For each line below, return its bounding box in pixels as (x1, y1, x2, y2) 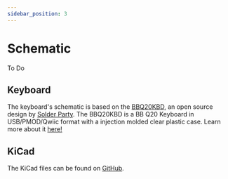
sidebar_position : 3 (7, 10, 68, 18)
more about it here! (7, 125, 62, 133)
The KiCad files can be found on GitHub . (7, 164, 124, 173)
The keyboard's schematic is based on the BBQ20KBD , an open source (7, 102, 213, 111)
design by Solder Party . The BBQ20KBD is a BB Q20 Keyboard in (7, 110, 194, 119)
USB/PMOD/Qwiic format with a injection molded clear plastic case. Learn (7, 117, 221, 126)
